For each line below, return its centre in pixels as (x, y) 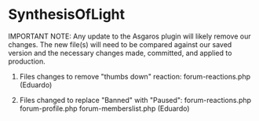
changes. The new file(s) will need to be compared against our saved (120, 44)
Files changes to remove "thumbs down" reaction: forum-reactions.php (135, 76)
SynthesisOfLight (67, 15)
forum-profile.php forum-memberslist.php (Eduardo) (104, 108)
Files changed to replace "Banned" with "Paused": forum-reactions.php (135, 100)
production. (27, 61)
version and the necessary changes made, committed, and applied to (120, 53)
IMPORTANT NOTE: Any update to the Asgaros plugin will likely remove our (129, 36)
